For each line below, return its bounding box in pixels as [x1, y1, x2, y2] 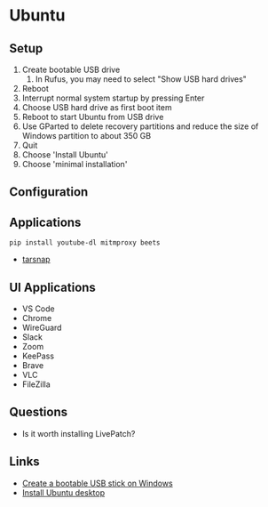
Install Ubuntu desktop [21, 487, 105, 498]
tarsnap [21, 254, 51, 265]
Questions [9, 405, 68, 420]
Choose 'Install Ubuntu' [21, 149, 109, 160]
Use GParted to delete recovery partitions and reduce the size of [21, 121, 259, 132]
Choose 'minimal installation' [21, 159, 128, 169]
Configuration [9, 184, 89, 200]
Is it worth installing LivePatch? [21, 428, 136, 439]
